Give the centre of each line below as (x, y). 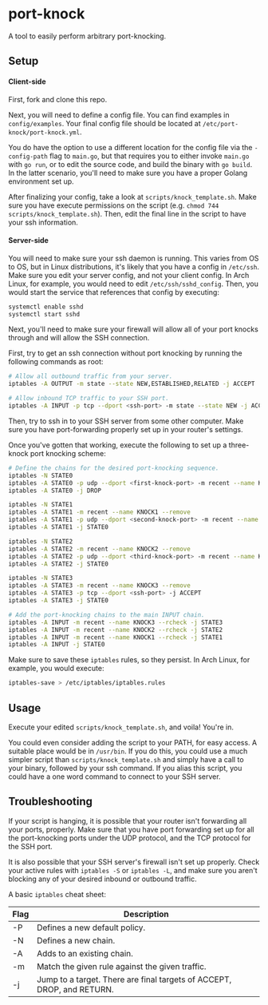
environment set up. (41, 181)
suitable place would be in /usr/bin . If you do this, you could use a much (128, 751)
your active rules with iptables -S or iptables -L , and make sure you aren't (133, 870)
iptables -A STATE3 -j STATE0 (59, 601)
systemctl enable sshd (46, 307)
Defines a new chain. (76, 940)
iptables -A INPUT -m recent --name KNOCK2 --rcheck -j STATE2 (116, 630)
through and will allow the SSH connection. (79, 338)
